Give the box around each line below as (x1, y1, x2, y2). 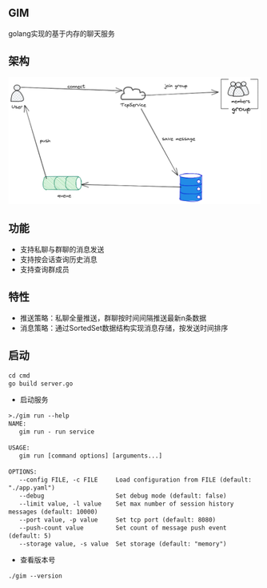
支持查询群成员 (19, 264, 70, 274)
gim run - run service (18, 428, 94, 436)
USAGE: (8, 444, 30, 452)
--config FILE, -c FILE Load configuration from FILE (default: (18, 476, 252, 484)
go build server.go (8, 380, 74, 388)
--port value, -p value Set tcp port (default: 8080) (18, 516, 217, 524)
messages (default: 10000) (8, 508, 98, 516)
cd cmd (8, 372, 30, 380)
